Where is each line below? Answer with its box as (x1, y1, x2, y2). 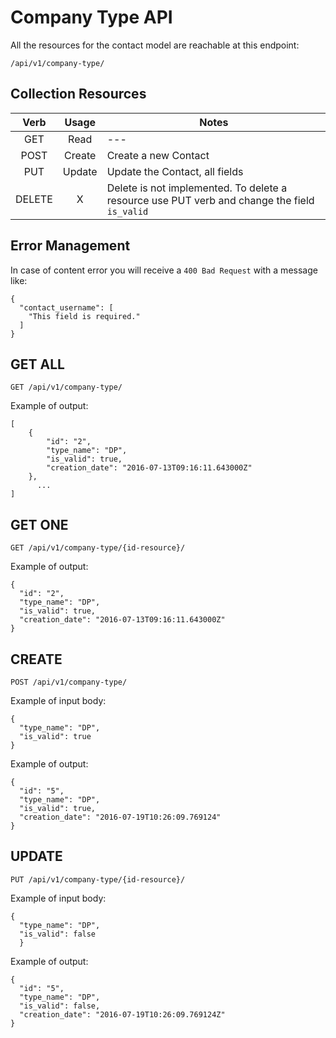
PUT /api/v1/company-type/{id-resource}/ (10, 874, 186, 885)
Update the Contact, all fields (106, 164, 244, 178)
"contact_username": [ (19, 302, 114, 313)
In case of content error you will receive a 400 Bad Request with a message (10, 264, 318, 276)
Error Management (10, 237, 131, 255)
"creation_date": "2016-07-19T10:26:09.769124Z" (19, 1009, 226, 1020)
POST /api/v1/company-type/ (10, 677, 128, 687)
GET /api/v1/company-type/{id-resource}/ (10, 543, 186, 553)
